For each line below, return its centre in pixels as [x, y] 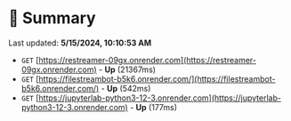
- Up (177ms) [154, 107]
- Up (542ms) [126, 88]
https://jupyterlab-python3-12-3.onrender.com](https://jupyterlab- [160, 98]
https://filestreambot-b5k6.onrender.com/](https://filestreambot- [157, 78]
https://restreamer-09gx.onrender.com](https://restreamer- [148, 60]
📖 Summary [52, 18]
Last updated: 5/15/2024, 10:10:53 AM [80, 43]
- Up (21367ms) [127, 69]
